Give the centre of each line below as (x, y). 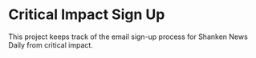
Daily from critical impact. (51, 44)
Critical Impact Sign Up (87, 15)
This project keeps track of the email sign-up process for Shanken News (128, 37)
